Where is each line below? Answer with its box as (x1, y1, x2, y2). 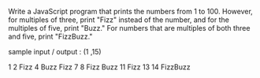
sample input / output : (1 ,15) (8, 47, 102, 56)
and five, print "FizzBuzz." (8, 32, 93, 41)
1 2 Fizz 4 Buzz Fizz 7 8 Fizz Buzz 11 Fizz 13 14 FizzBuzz (8, 62, 191, 72)
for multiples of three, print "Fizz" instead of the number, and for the (8, 15, 230, 24)
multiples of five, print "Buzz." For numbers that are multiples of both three (8, 24, 251, 32)
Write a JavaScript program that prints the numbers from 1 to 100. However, (8, 7, 254, 16)
